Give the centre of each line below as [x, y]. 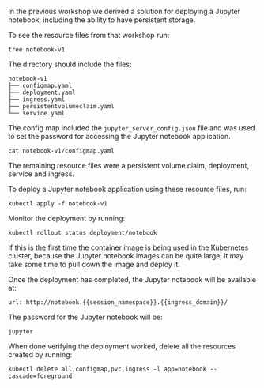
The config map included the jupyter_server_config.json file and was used [132, 128]
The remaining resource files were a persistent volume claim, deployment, [129, 166]
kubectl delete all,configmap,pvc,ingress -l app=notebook [107, 369]
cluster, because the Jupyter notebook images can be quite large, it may [126, 256]
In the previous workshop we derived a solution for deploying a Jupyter [124, 11]
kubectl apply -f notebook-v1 [58, 204]
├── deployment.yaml [42, 92]
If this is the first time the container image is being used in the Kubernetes [128, 247]
